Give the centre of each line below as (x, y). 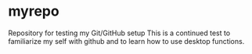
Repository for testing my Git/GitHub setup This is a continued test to (119, 33)
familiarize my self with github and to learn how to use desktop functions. (126, 41)
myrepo (34, 11)
